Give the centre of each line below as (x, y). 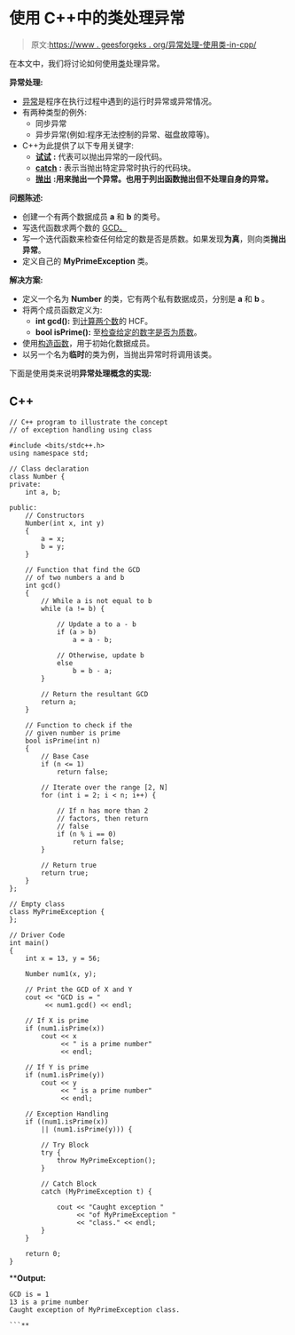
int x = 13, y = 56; (63, 958)
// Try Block (65, 1145)
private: (25, 484)
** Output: (28, 1278)
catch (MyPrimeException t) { (97, 1191)
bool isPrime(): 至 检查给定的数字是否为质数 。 (118, 332)
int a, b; (43, 492)
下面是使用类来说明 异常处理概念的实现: (81, 373)
